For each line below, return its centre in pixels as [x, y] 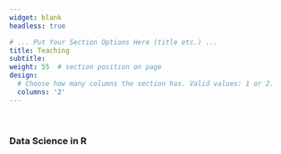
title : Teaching [39, 50]
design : [24, 76]
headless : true [38, 26]
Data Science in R [48, 141]
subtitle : [28, 59]
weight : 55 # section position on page [86, 67]
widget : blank [36, 17]
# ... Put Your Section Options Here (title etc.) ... [114, 42]
